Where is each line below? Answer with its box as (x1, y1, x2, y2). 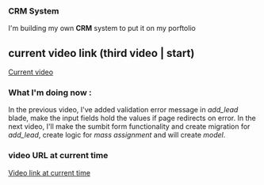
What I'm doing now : (8, 87, 92, 98)
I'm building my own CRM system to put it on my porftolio (8, 24, 196, 33)
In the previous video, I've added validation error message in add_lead (8, 105, 239, 115)
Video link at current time (8, 168, 91, 177)
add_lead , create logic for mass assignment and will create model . (8, 130, 226, 140)
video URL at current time (8, 150, 109, 161)
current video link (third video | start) (8, 46, 195, 60)
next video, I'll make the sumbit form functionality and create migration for (8, 122, 251, 131)
